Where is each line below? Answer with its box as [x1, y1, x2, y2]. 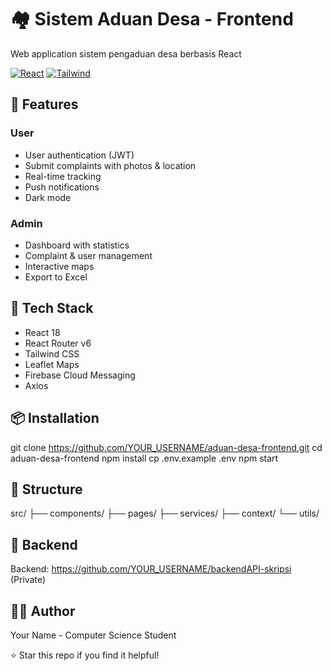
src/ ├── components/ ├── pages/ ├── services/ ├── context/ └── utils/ [10, 507, 320, 520]
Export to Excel [24, 271, 88, 283]
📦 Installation [10, 410, 100, 427]
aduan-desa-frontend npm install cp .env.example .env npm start [10, 452, 279, 464]
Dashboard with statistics [24, 239, 130, 251]
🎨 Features [10, 96, 79, 113]
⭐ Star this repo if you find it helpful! [10, 649, 160, 661]
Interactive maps [24, 260, 95, 272]
